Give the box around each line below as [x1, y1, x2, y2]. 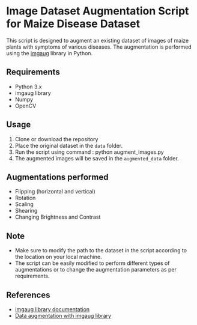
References [6, 290, 50, 300]
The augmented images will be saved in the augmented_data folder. [14, 154, 179, 162]
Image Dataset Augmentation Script [6, 4, 189, 18]
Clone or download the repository [14, 135, 98, 142]
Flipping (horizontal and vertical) [14, 188, 96, 195]
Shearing [14, 207, 38, 214]
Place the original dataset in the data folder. [14, 142, 123, 149]
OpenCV [14, 102, 37, 109]
